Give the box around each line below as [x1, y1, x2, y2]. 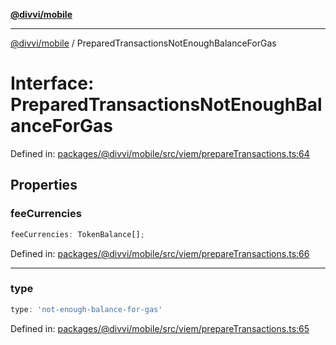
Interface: [10, 72, 95, 95]
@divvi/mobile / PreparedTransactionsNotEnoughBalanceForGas [10, 37, 277, 49]
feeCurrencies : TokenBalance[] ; [10, 229, 145, 239]
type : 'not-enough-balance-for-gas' [10, 304, 163, 314]
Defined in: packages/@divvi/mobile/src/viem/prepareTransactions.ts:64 [10, 147, 310, 159]
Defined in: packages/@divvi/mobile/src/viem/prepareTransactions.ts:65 [10, 322, 310, 334]
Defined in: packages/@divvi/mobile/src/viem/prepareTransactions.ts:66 [10, 247, 310, 259]
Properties [10, 177, 78, 194]
